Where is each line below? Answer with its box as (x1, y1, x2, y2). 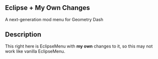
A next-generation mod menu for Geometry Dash (5, 16, 104, 22)
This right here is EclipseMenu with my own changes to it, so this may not (5, 43, 153, 49)
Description (5, 31, 41, 39)
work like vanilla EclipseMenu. (5, 48, 66, 54)
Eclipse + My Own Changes (5, 4, 90, 12)
